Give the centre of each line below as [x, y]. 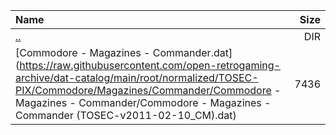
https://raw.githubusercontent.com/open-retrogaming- [150, 65]
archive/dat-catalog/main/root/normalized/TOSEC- [137, 77]
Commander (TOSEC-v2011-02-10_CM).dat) [126, 115]
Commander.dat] [192, 52]
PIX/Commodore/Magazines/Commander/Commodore [143, 90]
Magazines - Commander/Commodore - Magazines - [143, 102]
